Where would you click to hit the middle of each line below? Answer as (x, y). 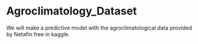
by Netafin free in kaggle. (38, 34)
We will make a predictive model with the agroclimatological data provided (99, 28)
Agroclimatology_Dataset (72, 11)
